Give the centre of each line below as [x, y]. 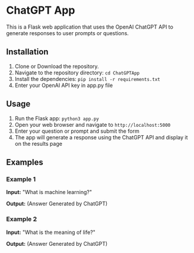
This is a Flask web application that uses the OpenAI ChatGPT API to [90, 27]
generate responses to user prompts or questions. [68, 33]
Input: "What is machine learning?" [49, 192]
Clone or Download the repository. [57, 66]
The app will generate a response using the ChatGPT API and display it [101, 137]
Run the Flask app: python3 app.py [57, 118]
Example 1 [21, 179]
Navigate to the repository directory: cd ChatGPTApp [77, 73]
